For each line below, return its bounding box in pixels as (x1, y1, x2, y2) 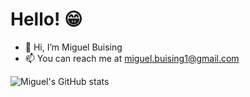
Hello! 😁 (10, 8, 83, 31)
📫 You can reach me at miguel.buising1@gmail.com (24, 52, 240, 64)
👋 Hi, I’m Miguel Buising (24, 41, 123, 53)
